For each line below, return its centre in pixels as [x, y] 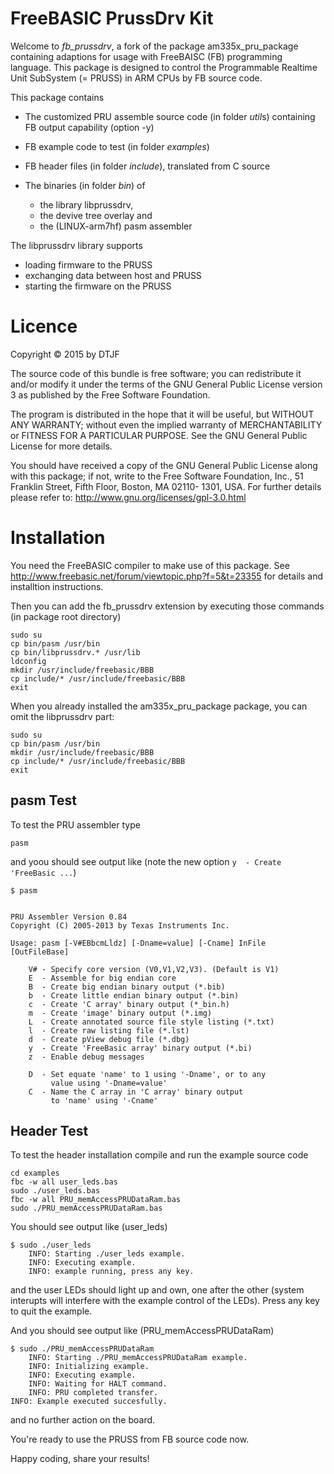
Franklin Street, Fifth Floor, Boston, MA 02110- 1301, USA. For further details [166, 486]
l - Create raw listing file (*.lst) [109, 1030]
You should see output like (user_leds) [89, 1227]
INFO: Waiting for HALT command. [98, 1384]
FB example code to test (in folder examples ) [117, 146]
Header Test [49, 1131]
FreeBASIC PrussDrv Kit [112, 18]
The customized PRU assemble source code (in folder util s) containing [170, 116]
